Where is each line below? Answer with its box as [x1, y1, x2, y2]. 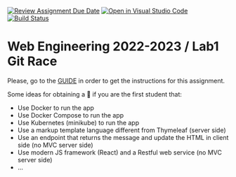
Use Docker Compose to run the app [17, 111, 124, 119]
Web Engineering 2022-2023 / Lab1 [7, 38, 219, 55]
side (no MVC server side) [17, 141, 93, 149]
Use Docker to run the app [17, 104, 95, 112]
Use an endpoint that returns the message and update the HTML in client [17, 133, 229, 141]
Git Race [7, 53, 58, 69]
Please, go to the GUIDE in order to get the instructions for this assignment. [7, 76, 225, 85]
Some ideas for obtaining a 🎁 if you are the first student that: [7, 90, 183, 98]
